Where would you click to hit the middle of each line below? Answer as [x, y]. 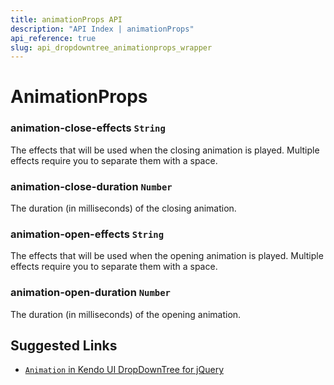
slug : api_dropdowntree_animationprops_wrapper [111, 47]
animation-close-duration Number [91, 186]
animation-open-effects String [87, 234]
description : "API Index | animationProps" [102, 29]
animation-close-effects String [88, 128]
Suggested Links [64, 346]
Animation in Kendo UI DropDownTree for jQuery [124, 370]
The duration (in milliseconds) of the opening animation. [126, 314]
